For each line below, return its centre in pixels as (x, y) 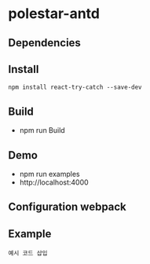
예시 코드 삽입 (28, 253)
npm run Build (42, 130)
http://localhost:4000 (54, 182)
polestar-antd (54, 14)
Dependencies (44, 43)
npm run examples (49, 174)
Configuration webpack (68, 207)
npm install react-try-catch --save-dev (75, 87)
